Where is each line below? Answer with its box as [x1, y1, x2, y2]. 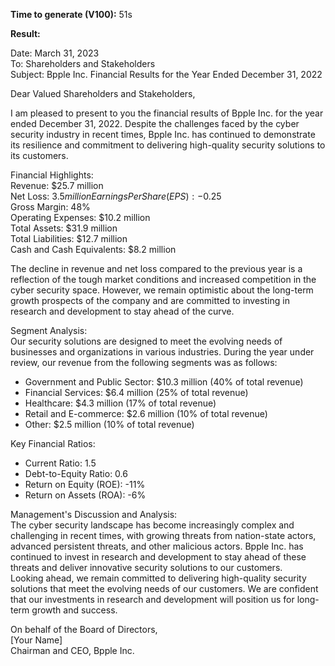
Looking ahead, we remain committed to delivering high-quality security [10, 572, 307, 584]
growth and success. [31, 604, 118, 616]
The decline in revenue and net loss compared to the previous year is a [10, 263, 303, 274]
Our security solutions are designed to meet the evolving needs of [10, 335, 283, 347]
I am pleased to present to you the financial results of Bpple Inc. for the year [10, 107, 324, 119]
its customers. [10, 150, 69, 161]
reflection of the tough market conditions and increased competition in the [10, 274, 317, 285]
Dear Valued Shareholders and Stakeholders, [10, 88, 196, 99]
